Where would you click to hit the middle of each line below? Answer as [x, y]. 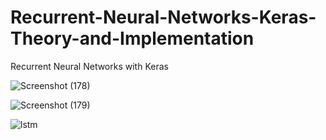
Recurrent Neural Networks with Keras [89, 66]
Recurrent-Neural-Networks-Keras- [163, 17]
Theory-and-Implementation [132, 38]
